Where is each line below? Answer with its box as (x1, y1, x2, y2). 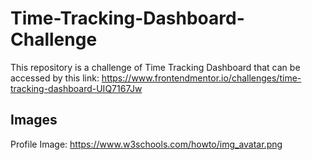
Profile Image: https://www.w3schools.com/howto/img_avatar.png (10, 138, 283, 150)
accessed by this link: (10, 72, 100, 84)
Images (10, 112, 58, 129)
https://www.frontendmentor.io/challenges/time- (101, 72, 302, 84)
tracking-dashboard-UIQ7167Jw (10, 82, 143, 94)
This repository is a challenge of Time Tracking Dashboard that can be (10, 61, 301, 73)
